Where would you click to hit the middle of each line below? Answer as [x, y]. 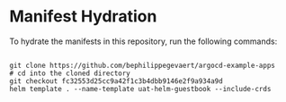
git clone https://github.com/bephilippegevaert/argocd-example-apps [143, 65]
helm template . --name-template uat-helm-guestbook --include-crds [140, 89]
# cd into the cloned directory [70, 73]
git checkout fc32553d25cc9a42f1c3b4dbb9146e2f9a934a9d [116, 81]
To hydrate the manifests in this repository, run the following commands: [143, 41]
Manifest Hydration [83, 17]
